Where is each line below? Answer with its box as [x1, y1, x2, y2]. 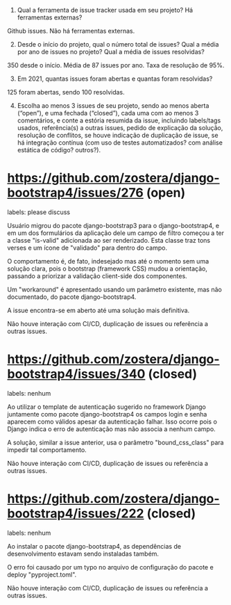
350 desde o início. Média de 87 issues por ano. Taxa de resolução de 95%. [7, 61, 225, 69]
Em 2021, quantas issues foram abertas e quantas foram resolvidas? [17, 74, 213, 83]
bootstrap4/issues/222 [7, 506, 144, 522]
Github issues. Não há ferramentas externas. [7, 27, 135, 35]
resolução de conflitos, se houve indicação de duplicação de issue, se [17, 131, 219, 139]
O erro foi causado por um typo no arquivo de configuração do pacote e [7, 563, 214, 571]
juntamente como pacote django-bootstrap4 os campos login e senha [7, 410, 207, 418]
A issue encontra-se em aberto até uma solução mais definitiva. [7, 306, 190, 314]
